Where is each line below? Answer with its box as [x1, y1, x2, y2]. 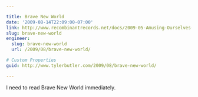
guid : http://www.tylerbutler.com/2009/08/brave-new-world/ [6, 62, 157, 68]
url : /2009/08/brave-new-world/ [11, 46, 91, 53]
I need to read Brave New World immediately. [6, 83, 116, 91]
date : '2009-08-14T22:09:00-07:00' [6, 19, 94, 25]
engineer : [6, 36, 31, 42]
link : [6, 25, 19, 31]
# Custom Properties [6, 57, 57, 63]
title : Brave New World [6, 14, 65, 19]
